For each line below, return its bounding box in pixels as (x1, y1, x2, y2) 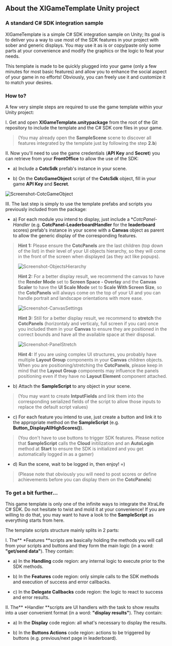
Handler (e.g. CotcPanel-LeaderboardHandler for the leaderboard (12, 221, 156, 227)
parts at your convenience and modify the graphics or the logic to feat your (5, 47, 164, 53)
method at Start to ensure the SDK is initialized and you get (17, 445, 144, 451)
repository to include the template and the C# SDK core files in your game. (5, 124, 163, 130)
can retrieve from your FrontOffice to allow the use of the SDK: (5, 155, 139, 161)
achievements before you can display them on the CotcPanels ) (17, 476, 152, 482)
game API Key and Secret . (12, 181, 69, 187)
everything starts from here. (5, 517, 65, 523)
